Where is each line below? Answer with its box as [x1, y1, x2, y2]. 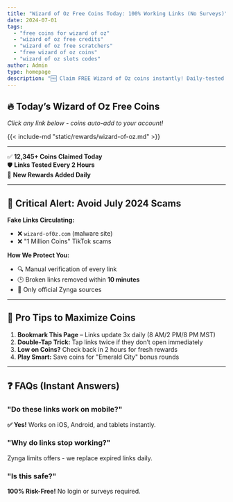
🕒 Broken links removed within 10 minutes [17, 275, 140, 284]
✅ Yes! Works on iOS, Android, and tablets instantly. [7, 420, 156, 428]
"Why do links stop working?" [7, 438, 111, 448]
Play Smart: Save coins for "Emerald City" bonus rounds [17, 353, 180, 361]
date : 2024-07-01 [7, 17, 58, 24]
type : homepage [7, 68, 51, 75]
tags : [7, 23, 23, 30]
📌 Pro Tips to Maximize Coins [7, 312, 136, 324]
